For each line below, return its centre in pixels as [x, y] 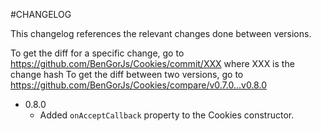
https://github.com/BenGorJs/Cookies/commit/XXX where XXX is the [152, 63]
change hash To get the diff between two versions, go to [127, 74]
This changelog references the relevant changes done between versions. [161, 33]
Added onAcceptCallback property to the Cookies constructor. [167, 115]
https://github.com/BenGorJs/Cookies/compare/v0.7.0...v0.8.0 [138, 85]
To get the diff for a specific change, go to [97, 53]
